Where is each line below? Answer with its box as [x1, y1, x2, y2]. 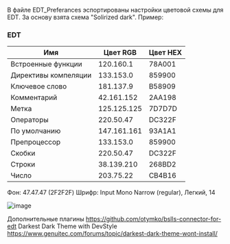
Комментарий [10, 93, 58, 102]
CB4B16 [148, 171, 176, 180]
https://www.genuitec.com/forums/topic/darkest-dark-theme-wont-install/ [7, 230, 218, 238]
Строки [10, 160, 36, 169]
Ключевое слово [10, 82, 67, 91]
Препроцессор [10, 137, 61, 147]
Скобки [10, 149, 36, 158]
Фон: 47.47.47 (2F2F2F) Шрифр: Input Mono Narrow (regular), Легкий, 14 [7, 188, 216, 197]
